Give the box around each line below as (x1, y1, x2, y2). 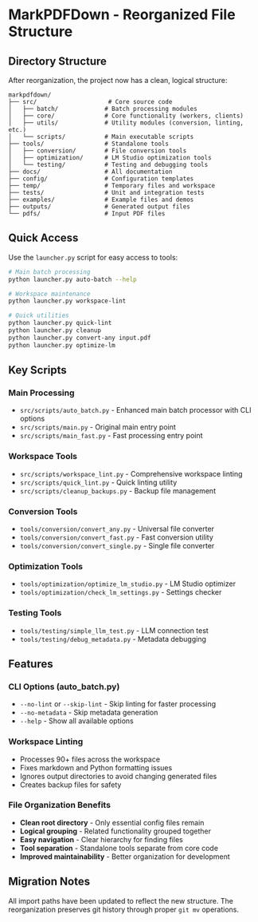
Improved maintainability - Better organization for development (19, 852, 231, 861)
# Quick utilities (8, 311, 69, 320)
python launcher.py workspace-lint (8, 297, 127, 305)
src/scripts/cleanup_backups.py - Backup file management (19, 485, 217, 496)
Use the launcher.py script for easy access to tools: (8, 252, 178, 262)
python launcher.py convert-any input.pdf (8, 334, 151, 342)
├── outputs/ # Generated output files (8, 203, 191, 211)
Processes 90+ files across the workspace (19, 754, 161, 764)
